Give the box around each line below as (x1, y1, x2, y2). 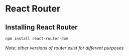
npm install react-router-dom (5, 36, 69, 41)
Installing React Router (5, 23, 78, 31)
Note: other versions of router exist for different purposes (5, 45, 124, 50)
